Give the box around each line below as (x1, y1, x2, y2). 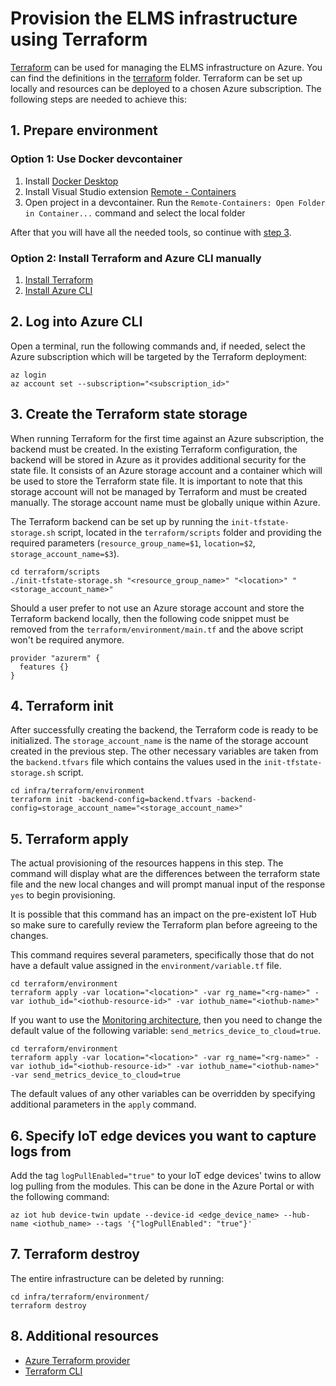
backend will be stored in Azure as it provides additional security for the (10, 453, 307, 466)
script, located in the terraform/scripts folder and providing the (57, 526, 322, 538)
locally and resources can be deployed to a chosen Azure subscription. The (10, 82, 322, 94)
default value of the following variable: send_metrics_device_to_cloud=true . (10, 1025, 322, 1037)
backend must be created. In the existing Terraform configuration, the (10, 443, 298, 455)
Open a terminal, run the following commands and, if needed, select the (10, 340, 306, 352)
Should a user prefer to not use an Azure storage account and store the (10, 602, 305, 614)
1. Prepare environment (10, 122, 158, 139)
